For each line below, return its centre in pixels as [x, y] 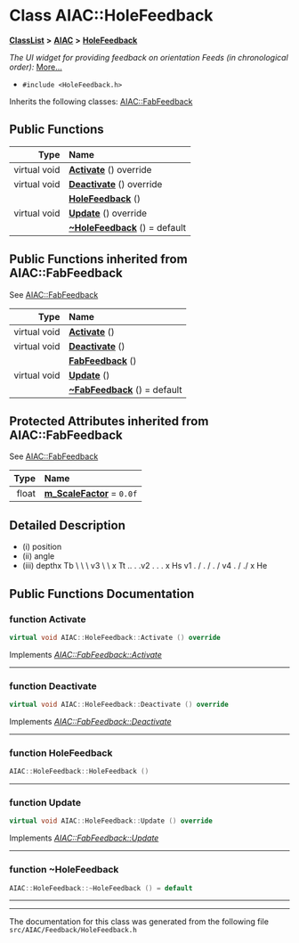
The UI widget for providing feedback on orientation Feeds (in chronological [149, 57]
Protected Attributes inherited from [109, 421]
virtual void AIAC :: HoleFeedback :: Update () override [111, 821]
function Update [45, 803]
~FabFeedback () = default [125, 389]
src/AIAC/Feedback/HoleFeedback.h [73, 931]
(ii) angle [38, 556]
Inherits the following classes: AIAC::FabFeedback [101, 101]
